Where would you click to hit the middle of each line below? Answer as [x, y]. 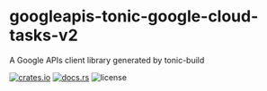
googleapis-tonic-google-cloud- [134, 17]
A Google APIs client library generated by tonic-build [107, 60]
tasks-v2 [44, 35]
